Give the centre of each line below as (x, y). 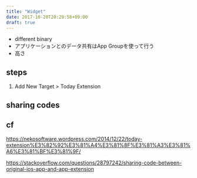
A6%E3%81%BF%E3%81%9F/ (44, 152)
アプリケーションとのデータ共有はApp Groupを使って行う (84, 46)
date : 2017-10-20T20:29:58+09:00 (47, 17)
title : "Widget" (26, 11)
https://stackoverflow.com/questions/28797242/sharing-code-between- (94, 163)
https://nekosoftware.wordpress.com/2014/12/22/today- (74, 139)
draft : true (21, 22)
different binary (33, 39)
